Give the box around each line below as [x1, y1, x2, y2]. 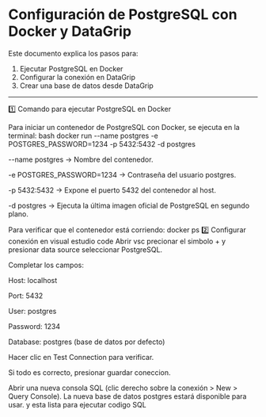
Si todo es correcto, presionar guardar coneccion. [8, 367, 172, 377]
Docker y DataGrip [8, 22, 132, 40]
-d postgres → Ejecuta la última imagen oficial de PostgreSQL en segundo [8, 201, 250, 210]
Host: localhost [8, 275, 58, 285]
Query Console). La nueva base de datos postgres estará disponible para [8, 391, 247, 401]
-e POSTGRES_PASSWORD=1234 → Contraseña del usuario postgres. [8, 170, 237, 179]
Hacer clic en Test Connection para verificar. [8, 352, 154, 362]
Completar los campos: [8, 260, 85, 270]
